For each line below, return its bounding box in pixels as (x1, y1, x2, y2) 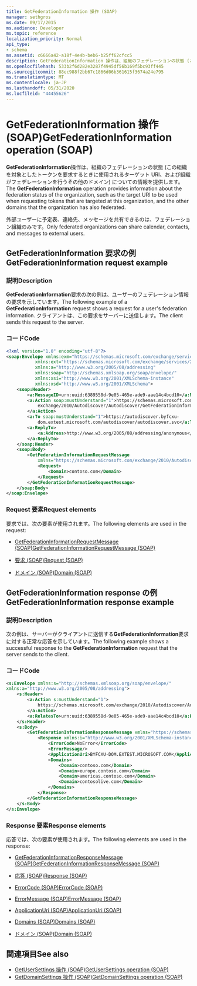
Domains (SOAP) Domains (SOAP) (14, 918, 96, 925)
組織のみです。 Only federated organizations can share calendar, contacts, (11, 223, 190, 230)
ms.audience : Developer (6, 25, 64, 31)
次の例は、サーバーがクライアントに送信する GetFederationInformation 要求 (6, 630, 189, 638)
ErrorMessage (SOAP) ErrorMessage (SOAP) (14, 895, 121, 902)
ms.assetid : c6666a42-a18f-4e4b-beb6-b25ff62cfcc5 (6, 52, 133, 58)
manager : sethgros (6, 14, 51, 20)
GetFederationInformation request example (6, 258, 168, 268)
